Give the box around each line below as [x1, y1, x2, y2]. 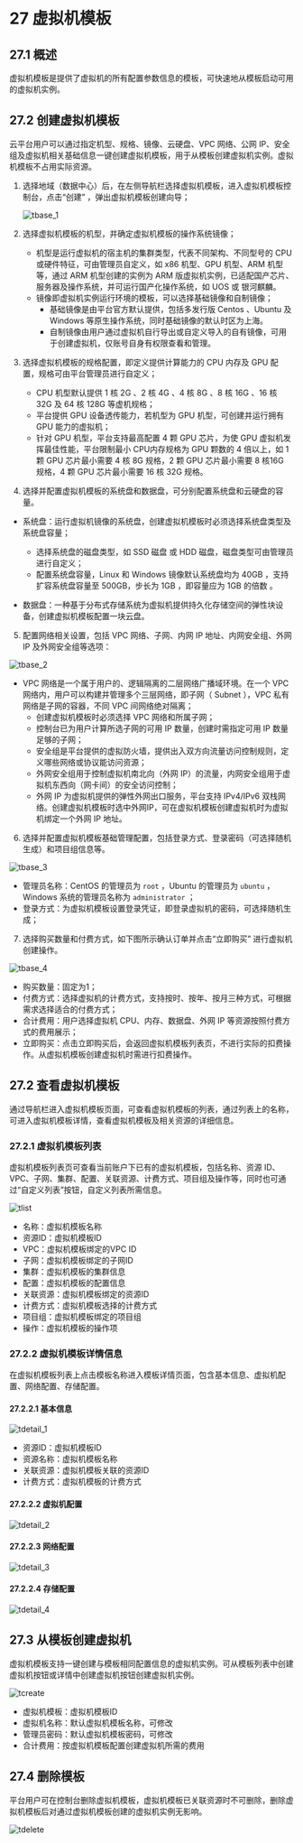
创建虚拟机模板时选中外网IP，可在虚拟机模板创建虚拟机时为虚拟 [51, 801, 289, 812]
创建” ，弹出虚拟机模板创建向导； [65, 191, 191, 202]
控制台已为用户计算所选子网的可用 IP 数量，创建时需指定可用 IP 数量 [35, 723, 289, 734]
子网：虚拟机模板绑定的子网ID [22, 1255, 133, 1265]
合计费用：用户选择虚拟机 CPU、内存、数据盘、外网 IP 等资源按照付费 [22, 1014, 282, 1025]
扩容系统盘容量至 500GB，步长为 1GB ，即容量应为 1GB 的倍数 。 [35, 579, 278, 591]
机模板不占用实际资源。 [9, 161, 96, 171]
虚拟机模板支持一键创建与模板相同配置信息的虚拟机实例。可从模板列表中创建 [9, 1658, 294, 1669]
